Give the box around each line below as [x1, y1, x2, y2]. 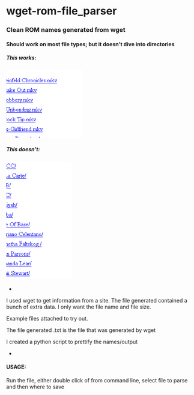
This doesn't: [6, 146, 40, 153]
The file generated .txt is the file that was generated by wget [6, 326, 156, 334]
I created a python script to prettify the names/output [6, 338, 138, 345]
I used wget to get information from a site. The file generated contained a [6, 297, 187, 304]
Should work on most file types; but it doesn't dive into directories [6, 40, 175, 47]
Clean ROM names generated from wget [6, 26, 126, 34]
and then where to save [6, 383, 65, 390]
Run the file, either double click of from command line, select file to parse [6, 376, 188, 384]
